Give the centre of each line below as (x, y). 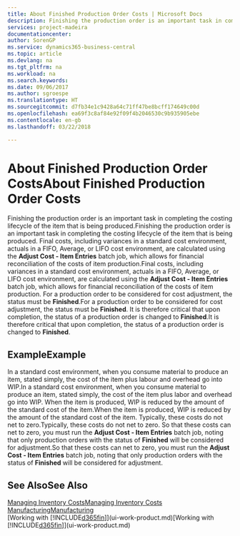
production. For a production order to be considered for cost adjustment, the (120, 294)
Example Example (47, 354)
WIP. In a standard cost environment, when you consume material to (107, 387)
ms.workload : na (31, 74)
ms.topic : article (35, 54)
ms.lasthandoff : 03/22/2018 (49, 127)
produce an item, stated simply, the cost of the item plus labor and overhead (120, 395)
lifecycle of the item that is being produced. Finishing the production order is (119, 226)
